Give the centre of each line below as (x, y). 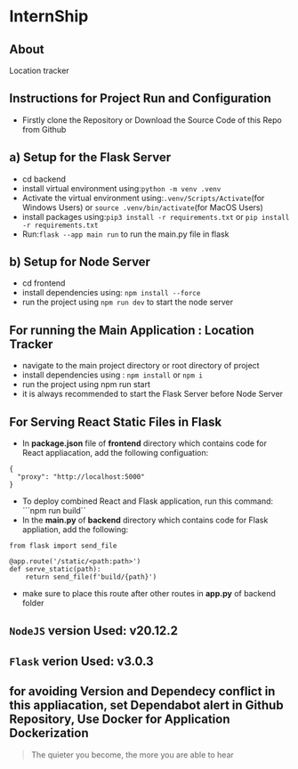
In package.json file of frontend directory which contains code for (145, 443)
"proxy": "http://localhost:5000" (81, 477)
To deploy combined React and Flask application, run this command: (148, 501)
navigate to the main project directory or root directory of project (141, 366)
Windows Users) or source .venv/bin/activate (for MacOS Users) (143, 207)
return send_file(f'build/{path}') (91, 577)
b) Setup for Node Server (80, 262)
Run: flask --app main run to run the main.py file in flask (125, 234)
